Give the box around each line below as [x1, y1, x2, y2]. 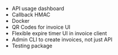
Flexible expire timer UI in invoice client [11, 30, 107, 37]
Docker [11, 18, 30, 24]
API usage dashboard [11, 5, 64, 12]
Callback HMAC [11, 11, 51, 18]
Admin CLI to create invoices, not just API [11, 36, 113, 43]
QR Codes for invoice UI [11, 23, 71, 30]
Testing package [11, 42, 53, 49]
